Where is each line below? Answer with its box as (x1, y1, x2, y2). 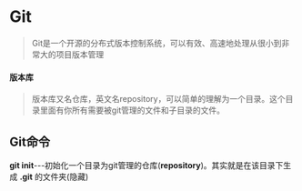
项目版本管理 (55, 48, 105, 60)
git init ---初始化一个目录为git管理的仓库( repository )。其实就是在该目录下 (9, 159, 284, 170)
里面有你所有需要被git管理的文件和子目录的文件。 (39, 105, 226, 116)
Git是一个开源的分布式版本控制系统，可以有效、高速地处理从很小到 (31, 37, 282, 48)
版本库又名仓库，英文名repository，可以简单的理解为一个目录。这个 (31, 94, 286, 105)
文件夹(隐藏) (42, 171, 89, 182)
